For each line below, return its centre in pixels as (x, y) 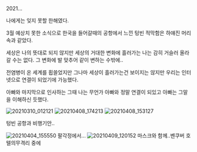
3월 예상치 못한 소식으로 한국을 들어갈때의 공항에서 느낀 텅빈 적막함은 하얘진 (93, 33)
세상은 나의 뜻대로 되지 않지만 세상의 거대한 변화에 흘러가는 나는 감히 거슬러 (92, 53)
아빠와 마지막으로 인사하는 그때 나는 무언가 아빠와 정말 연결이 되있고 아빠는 (92, 92)
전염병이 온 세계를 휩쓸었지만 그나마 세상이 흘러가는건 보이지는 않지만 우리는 (93, 72)
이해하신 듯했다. (30, 99)
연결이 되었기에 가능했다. (50, 80)
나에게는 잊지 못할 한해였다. (38, 20)
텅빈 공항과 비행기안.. (30, 123)
